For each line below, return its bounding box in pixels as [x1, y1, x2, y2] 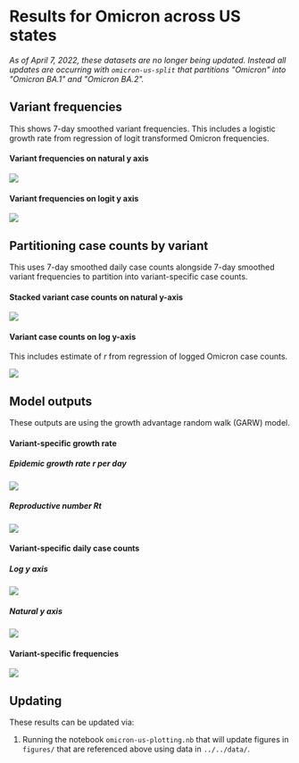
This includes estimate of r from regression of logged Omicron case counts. [9, 351, 288, 362]
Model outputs [9, 394, 93, 409]
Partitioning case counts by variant [9, 238, 209, 253]
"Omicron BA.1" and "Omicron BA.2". [9, 73, 145, 84]
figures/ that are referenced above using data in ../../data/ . [21, 743, 250, 755]
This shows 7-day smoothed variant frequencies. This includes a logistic [9, 123, 277, 134]
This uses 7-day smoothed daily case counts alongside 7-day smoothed [9, 261, 275, 272]
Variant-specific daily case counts [9, 543, 140, 554]
